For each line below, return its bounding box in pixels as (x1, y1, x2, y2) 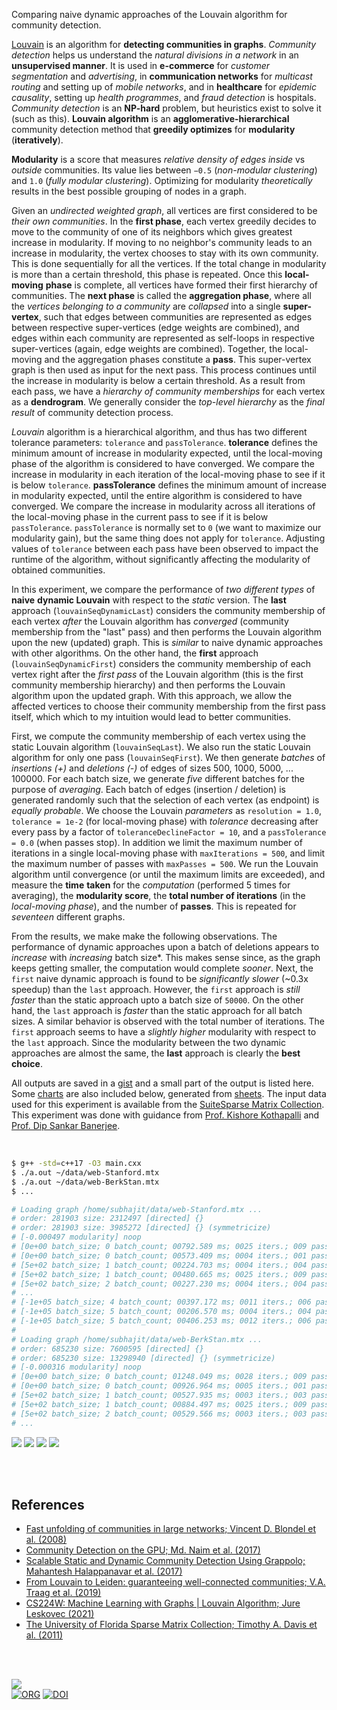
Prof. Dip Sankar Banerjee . (11, 1120, 121, 1131)
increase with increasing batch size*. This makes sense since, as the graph (11, 952, 321, 963)
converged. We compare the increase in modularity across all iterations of (11, 500, 316, 512)
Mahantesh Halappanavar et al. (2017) (25, 1565, 183, 1578)
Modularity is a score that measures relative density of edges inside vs (11, 154, 306, 165)
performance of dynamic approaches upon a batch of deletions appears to (11, 941, 320, 953)
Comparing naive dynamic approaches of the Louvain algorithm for (11, 9, 288, 20)
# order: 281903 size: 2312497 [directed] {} (11, 1214, 204, 1224)
